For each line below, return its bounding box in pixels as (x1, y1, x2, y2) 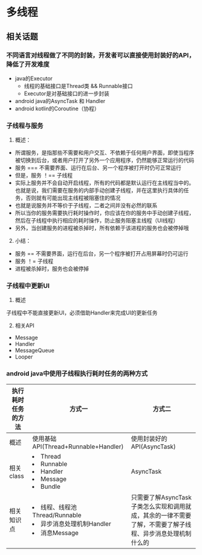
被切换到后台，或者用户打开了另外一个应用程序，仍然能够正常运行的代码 (14, 157, 194, 164)
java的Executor (14, 75, 53, 82)
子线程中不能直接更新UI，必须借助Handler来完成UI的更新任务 (6, 309, 158, 316)
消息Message (40, 528, 79, 537)
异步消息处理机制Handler (40, 519, 111, 528)
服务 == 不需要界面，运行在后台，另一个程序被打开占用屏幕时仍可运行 (14, 250, 189, 257)
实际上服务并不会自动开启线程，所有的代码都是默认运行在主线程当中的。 (14, 179, 194, 187)
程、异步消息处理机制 (130, 529, 191, 538)
